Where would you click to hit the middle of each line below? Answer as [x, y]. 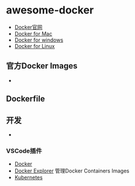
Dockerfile [26, 99]
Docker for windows [39, 40]
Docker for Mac [33, 33]
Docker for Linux [34, 46]
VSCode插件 [24, 151]
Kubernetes [28, 178]
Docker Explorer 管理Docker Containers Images [72, 171]
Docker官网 [28, 27]
